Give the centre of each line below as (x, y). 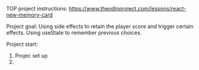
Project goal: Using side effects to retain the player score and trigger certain (100, 26)
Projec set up (31, 55)
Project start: (22, 44)
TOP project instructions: (37, 9)
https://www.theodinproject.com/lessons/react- (127, 9)
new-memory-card (30, 15)
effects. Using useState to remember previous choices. (74, 33)
